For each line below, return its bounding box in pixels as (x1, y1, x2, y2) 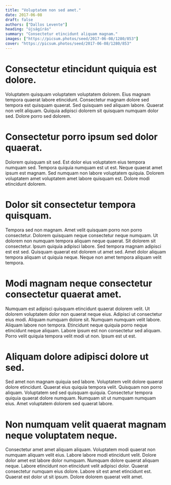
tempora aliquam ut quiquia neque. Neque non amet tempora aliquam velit (5, 254, 162, 260)
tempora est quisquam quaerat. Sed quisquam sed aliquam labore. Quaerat (5, 102, 164, 108)
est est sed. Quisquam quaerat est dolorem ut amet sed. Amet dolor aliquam (5, 248, 166, 255)
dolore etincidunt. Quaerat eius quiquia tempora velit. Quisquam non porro (5, 384, 162, 390)
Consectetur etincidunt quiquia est (5, 63, 157, 75)
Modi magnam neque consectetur (5, 277, 153, 289)
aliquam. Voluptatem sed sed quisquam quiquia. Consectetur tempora (5, 389, 153, 396)
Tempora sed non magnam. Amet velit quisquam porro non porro (5, 227, 142, 233)
